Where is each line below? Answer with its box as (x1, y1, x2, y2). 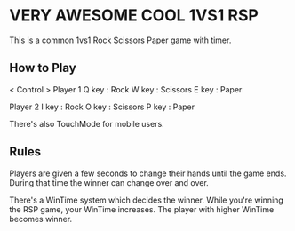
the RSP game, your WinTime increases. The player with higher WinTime (9, 203, 275, 214)
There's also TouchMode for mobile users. (9, 118, 164, 129)
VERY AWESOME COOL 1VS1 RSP (9, 5, 259, 26)
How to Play (9, 60, 77, 76)
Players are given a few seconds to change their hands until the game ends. (9, 168, 287, 179)
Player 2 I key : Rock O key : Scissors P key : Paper (9, 101, 195, 112)
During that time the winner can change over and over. (9, 177, 209, 187)
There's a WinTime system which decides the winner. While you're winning (9, 195, 284, 205)
